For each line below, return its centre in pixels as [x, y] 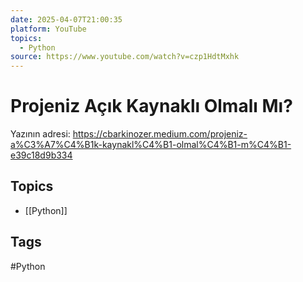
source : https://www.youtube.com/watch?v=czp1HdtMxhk [125, 57]
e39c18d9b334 [41, 155]
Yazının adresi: [40, 134]
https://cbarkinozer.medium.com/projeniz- [160, 134]
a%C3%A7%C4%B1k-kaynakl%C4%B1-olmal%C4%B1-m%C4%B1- [151, 145]
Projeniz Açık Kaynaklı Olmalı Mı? [151, 106]
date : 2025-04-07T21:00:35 [66, 19]
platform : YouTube [48, 29]
